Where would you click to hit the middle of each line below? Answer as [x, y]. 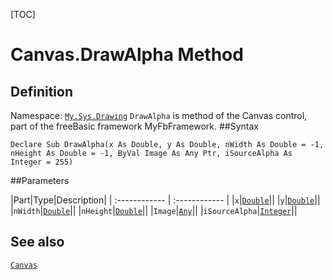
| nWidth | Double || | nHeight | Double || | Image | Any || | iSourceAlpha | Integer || [154, 210]
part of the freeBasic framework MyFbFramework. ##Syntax [134, 126]
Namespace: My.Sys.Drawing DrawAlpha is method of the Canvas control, [159, 115]
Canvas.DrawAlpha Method [127, 55]
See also [37, 242]
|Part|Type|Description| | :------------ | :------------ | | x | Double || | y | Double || [165, 200]
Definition [41, 91]
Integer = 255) [42, 162]
